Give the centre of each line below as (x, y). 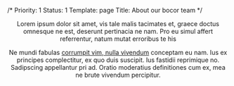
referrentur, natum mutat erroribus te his (118, 39)
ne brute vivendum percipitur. (118, 75)
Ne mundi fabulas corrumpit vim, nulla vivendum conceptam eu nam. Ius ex (118, 53)
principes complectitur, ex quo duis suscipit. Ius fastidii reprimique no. (118, 60)
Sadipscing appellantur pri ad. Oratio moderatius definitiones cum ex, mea (118, 67)
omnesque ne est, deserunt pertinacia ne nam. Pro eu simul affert (118, 31)
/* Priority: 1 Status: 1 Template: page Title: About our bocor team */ (105, 10)
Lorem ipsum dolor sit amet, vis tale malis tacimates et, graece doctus (118, 24)
